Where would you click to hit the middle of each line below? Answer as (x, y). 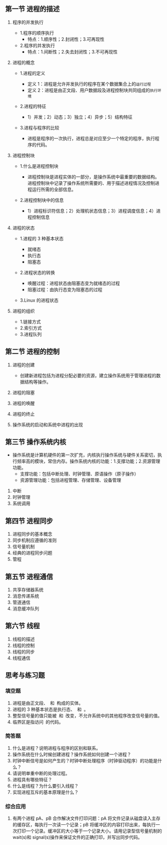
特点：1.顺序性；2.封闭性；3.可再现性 (66, 39)
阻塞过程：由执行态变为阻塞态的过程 (65, 289)
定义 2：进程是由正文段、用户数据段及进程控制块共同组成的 (89, 90)
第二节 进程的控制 (32, 352)
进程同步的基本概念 (32, 534)
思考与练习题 (25, 675)
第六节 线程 (23, 626)
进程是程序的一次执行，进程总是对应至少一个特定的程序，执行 (91, 138)
